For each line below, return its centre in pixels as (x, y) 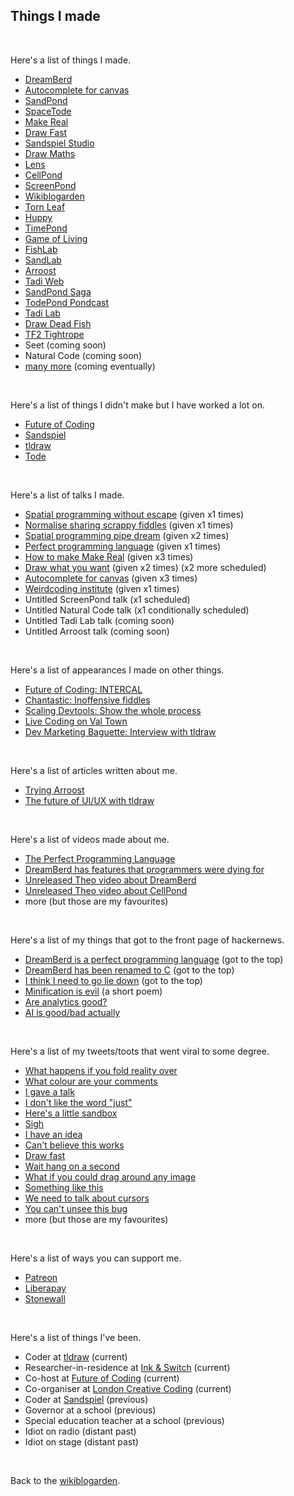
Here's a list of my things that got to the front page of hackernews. (147, 940)
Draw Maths (50, 153)
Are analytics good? (66, 1001)
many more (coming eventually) (90, 366)
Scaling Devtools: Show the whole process (113, 710)
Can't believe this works (74, 1145)
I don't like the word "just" (78, 1102)
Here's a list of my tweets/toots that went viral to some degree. (140, 1051)
